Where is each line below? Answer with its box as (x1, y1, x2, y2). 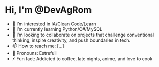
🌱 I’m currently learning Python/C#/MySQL (12, 26, 103, 32)
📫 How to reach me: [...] (12, 43, 64, 49)
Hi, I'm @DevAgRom (5, 4, 92, 16)
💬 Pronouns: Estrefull (12, 50, 57, 56)
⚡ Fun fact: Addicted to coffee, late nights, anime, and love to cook (12, 55, 153, 62)
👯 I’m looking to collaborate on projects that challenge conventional (12, 31, 154, 38)
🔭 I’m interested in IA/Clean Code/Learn (12, 21, 96, 27)
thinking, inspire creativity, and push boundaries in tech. (12, 37, 131, 43)
